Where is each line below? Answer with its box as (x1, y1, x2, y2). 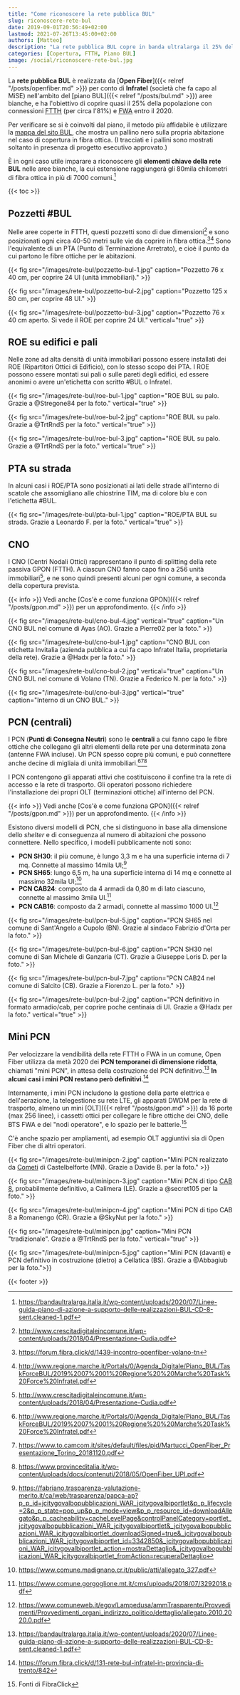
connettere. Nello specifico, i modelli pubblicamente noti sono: (8, 838, 192, 847)
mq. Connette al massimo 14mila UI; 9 (18, 859, 127, 869)
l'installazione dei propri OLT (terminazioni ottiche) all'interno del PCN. (8, 788, 214, 797)
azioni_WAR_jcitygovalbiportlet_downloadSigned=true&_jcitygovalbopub (18, 1528, 232, 1538)
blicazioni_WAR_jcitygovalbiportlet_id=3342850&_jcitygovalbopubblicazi (18, 1536, 233, 1545)
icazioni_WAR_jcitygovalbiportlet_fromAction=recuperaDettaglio (18, 1551, 207, 1560)
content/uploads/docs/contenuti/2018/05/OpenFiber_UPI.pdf (18, 1469, 198, 1478)
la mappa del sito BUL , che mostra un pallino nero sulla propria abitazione (8, 127, 224, 136)
